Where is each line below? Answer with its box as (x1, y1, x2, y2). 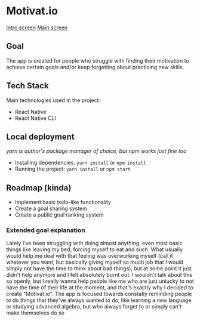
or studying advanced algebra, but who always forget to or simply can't (6, 303, 182, 310)
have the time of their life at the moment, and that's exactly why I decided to (6, 284, 193, 291)
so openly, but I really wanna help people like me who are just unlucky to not (6, 277, 194, 285)
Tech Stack (6, 81, 49, 91)
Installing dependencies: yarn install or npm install (14, 159, 146, 166)
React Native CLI (14, 115, 57, 122)
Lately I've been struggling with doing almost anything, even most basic (6, 240, 183, 247)
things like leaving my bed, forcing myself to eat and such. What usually (6, 246, 183, 253)
